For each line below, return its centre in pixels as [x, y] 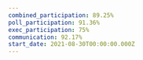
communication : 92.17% [45, 37]
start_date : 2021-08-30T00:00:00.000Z [71, 44]
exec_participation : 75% [49, 30]
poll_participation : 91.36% [54, 23]
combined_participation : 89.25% [61, 15]
